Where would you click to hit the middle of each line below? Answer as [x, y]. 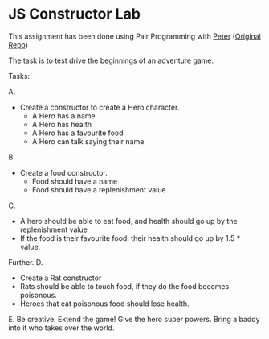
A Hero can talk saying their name [88, 141]
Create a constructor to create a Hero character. [100, 107]
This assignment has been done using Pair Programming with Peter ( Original [134, 36]
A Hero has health [62, 124]
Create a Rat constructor [61, 278]
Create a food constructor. [64, 172]
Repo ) [18, 44]
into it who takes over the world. [61, 328]
